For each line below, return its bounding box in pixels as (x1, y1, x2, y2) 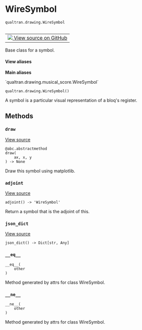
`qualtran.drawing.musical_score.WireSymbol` (5, 79, 99, 85)
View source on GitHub (14, 34, 68, 41)
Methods (5, 111, 34, 120)
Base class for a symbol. (5, 47, 55, 53)
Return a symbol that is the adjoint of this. (5, 209, 90, 215)
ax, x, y (14, 155, 32, 160)
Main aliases (5, 69, 32, 75)
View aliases (5, 58, 32, 64)
